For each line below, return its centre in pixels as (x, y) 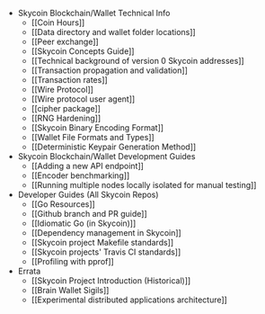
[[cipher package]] (66, 108)
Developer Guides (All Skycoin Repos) (88, 194)
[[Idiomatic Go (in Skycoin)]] (84, 223)
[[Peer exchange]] (65, 41)
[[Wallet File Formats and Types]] (93, 137)
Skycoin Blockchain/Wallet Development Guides (106, 156)
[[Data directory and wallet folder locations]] (113, 32)
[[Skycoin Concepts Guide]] (83, 51)
